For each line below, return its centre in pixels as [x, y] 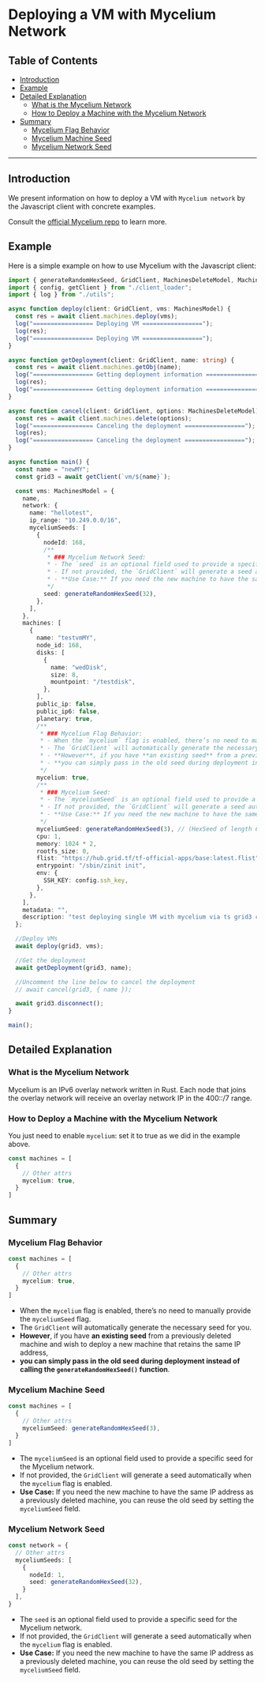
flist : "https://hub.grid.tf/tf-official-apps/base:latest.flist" [148, 858]
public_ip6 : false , [69, 711]
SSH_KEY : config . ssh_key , [86, 881]
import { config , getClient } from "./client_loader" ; [100, 287]
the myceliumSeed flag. [55, 1319]
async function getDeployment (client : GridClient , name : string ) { [121, 360]
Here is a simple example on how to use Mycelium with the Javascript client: [132, 266]
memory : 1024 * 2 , [67, 843]
